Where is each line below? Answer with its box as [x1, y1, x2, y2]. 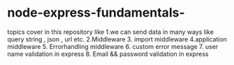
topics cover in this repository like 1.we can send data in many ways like [7, 28, 214, 36]
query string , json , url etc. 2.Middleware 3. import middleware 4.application [7, 35, 227, 43]
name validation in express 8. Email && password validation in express [7, 50, 209, 58]
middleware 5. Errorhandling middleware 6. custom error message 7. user [7, 42, 219, 50]
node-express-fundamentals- [7, 5, 185, 21]
